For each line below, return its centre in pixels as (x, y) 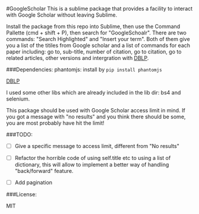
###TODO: (19, 134)
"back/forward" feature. (44, 171)
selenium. (18, 99)
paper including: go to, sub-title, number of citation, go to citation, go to (94, 52)
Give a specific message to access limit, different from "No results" (97, 146)
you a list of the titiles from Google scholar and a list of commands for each (98, 45)
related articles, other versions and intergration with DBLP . (78, 58)
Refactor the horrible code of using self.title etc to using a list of (93, 158)
